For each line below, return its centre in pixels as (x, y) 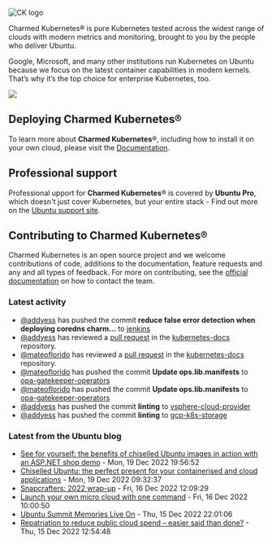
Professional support (63, 174)
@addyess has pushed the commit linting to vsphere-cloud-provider (135, 406)
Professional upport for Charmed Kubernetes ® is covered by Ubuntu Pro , (132, 193)
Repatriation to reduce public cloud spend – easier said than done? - (134, 523)
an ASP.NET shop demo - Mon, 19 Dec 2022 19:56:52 (110, 463)
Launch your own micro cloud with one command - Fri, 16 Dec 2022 (134, 497)
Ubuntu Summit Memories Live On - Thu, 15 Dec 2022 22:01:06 (126, 514)
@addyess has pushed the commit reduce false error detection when (138, 320)
